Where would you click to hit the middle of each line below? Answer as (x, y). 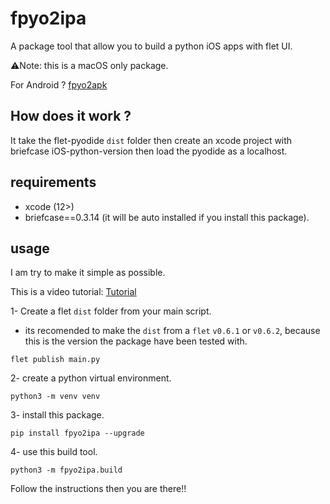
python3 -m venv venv (55, 397)
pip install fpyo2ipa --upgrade (77, 433)
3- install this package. (57, 415)
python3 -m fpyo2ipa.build (66, 470)
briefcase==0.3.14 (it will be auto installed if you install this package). (167, 217)
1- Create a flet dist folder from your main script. (111, 311)
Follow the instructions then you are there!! (98, 489)
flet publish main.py (55, 360)
